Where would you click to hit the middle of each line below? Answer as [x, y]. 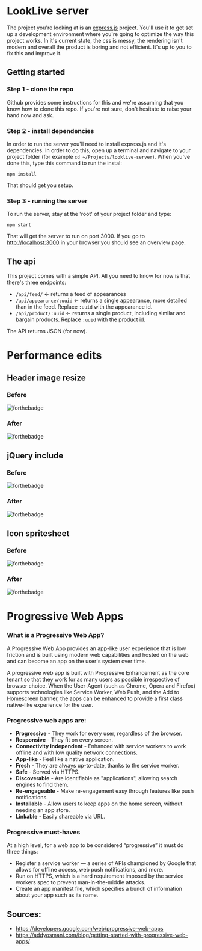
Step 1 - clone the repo [40, 90]
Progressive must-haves [44, 832]
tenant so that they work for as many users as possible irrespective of [93, 679]
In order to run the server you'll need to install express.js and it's [87, 144]
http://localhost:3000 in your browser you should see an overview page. [96, 242]
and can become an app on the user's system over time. [77, 661]
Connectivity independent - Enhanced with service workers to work [101, 746]
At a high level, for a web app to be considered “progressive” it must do [95, 845]
